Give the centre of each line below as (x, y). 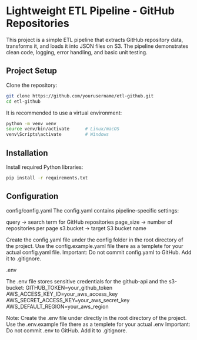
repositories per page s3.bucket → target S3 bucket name (76, 228)
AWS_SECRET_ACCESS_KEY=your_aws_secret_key (68, 300)
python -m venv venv (31, 123)
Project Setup (32, 71)
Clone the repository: (32, 85)
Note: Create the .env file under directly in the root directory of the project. (96, 318)
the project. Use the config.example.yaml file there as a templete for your (95, 246)
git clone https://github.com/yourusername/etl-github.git (80, 96)
